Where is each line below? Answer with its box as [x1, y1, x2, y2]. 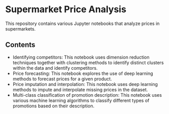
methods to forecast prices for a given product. [12, 75, 112, 82]
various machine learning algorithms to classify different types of [12, 97, 150, 103]
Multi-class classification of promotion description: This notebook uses [12, 92, 162, 98]
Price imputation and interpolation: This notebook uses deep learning [12, 81, 158, 87]
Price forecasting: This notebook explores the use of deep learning [12, 70, 154, 76]
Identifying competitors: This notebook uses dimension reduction [12, 54, 150, 60]
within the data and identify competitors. [12, 65, 98, 71]
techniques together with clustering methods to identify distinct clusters [12, 60, 164, 66]
